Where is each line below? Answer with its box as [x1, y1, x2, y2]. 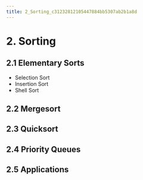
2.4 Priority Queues [6, 144, 81, 154]
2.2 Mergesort [6, 104, 61, 114]
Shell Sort [14, 86, 39, 94]
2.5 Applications [6, 165, 69, 175]
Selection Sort [14, 74, 50, 81]
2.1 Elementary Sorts [6, 58, 85, 69]
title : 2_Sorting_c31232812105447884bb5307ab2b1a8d [6, 8, 137, 15]
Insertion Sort [14, 80, 49, 87]
